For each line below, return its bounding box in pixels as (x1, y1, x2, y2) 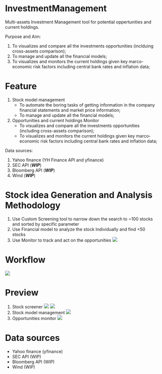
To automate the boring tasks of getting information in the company (19, 102, 155, 107)
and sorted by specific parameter (12, 221, 79, 227)
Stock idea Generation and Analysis (5, 190, 153, 201)
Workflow (5, 254, 46, 265)
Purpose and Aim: (5, 34, 41, 39)
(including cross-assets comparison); (19, 127, 95, 134)
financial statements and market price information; (19, 107, 121, 113)
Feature (5, 81, 37, 92)
